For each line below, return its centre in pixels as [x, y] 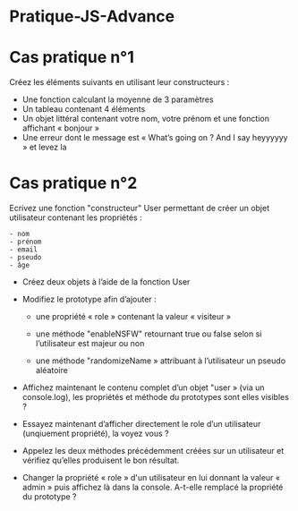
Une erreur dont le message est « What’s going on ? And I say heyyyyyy [155, 138]
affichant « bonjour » [61, 128]
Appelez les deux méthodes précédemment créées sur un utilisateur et [153, 451]
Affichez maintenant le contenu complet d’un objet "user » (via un [143, 388]
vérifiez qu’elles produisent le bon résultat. [101, 460]
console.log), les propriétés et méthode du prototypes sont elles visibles [155, 397]
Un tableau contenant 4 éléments [84, 109]
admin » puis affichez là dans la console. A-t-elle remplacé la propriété [153, 487]
